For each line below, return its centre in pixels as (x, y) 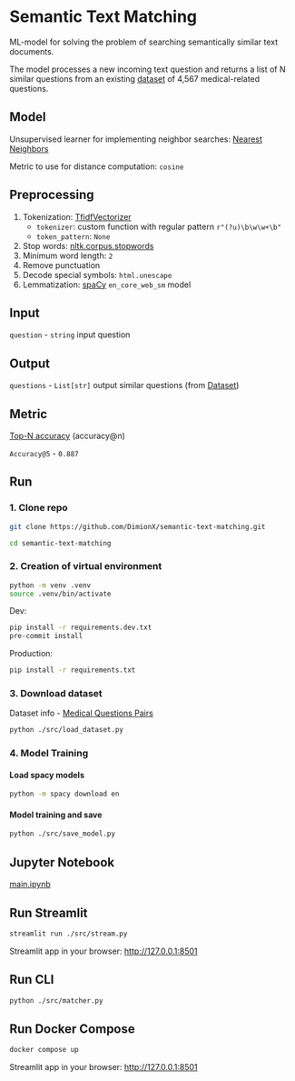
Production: (31, 654)
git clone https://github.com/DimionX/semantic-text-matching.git (138, 526)
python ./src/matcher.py (56, 1001)
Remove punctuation (61, 265)
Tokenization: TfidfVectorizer (77, 216)
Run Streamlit (49, 912)
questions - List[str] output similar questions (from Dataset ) (124, 385)
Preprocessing (52, 195)
